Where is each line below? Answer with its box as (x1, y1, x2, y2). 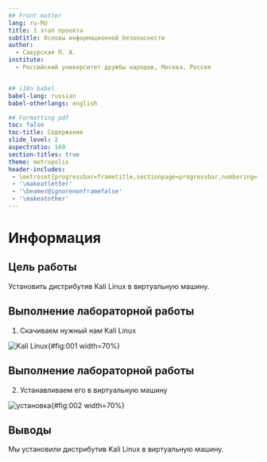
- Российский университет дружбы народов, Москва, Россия (15, 64, 212, 71)
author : (8, 41, 34, 49)
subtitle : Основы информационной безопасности (8, 33, 165, 42)
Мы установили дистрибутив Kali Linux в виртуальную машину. (8, 445, 224, 454)
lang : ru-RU (8, 19, 48, 27)
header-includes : (8, 165, 66, 173)
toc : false (8, 121, 44, 129)
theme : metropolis (8, 158, 69, 166)
